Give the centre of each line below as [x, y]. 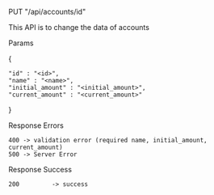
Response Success [40, 170]
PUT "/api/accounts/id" [47, 12]
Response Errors [36, 125]
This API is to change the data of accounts [79, 27]
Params [21, 43]
